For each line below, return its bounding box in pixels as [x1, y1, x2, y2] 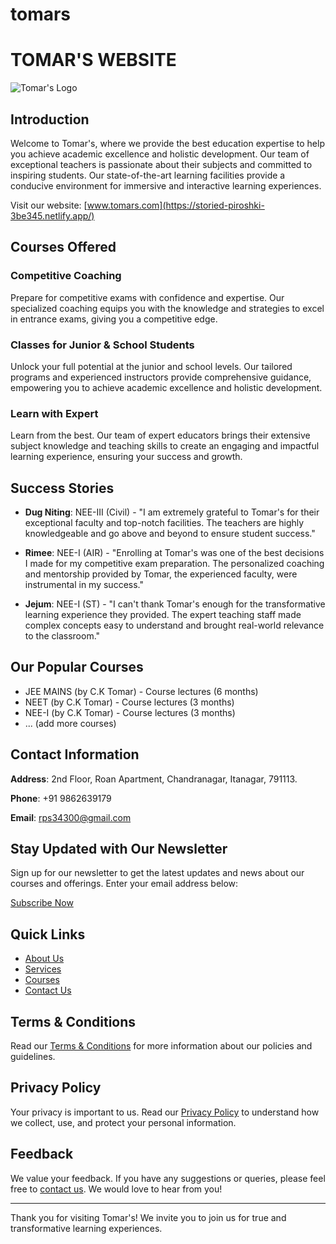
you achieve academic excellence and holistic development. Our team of [10, 148, 310, 160]
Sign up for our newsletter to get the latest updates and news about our [10, 867, 305, 879]
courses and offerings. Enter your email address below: [10, 878, 239, 890]
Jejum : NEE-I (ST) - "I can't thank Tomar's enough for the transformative [24, 598, 326, 610]
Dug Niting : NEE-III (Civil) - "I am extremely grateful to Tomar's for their [24, 506, 320, 518]
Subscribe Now [10, 897, 74, 909]
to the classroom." [24, 630, 101, 642]
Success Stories [10, 479, 115, 497]
